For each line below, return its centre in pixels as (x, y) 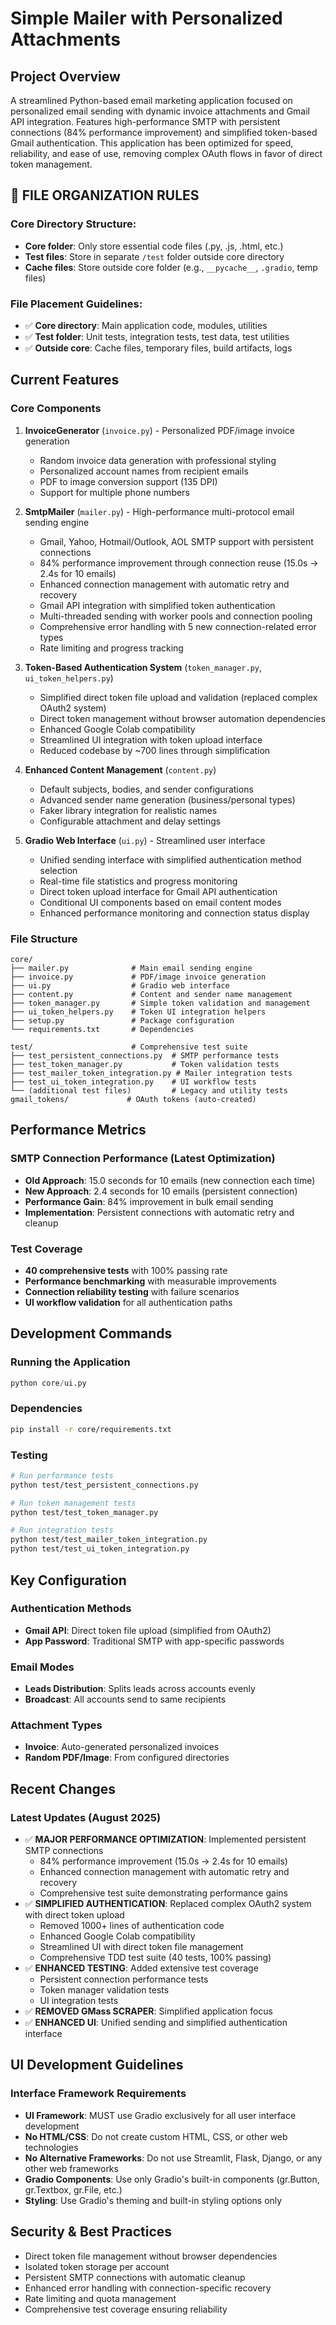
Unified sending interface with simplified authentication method (170, 859)
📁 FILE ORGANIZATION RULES (105, 195)
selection (58, 870)
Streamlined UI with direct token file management (141, 1947)
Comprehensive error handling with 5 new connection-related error (178, 626)
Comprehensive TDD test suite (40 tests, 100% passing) (155, 1958)
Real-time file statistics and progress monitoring (138, 881)
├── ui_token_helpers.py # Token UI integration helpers (138, 1012)
